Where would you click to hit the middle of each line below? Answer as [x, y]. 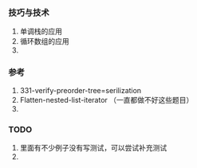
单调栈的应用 [41, 31]
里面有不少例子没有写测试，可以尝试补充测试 [93, 147]
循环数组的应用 [44, 41]
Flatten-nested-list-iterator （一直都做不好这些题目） [106, 100]
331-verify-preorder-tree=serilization [81, 90]
